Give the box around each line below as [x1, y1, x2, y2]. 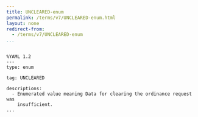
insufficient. [17, 102, 53, 108]
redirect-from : [6, 26, 45, 32]
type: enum [6, 65, 34, 71]
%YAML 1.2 [6, 54, 32, 60]
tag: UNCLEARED [6, 75, 45, 81]
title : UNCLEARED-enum [6, 9, 64, 15]
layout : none [6, 20, 40, 26]
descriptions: [6, 86, 43, 92]
